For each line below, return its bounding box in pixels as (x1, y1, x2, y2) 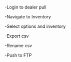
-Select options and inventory (4, 23, 66, 29)
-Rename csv (4, 43, 32, 49)
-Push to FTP (4, 52, 32, 58)
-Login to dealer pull (4, 4, 46, 10)
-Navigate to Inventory (4, 14, 51, 19)
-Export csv (4, 33, 29, 39)
